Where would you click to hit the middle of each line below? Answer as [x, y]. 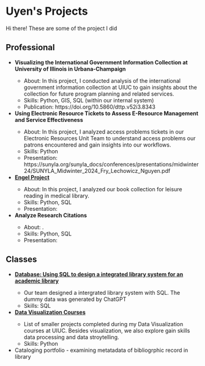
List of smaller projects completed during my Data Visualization [103, 324]
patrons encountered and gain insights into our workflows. [97, 145]
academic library [37, 281]
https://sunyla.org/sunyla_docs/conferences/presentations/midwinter [111, 164]
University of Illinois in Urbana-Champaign [70, 69]
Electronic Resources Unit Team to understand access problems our [110, 138]
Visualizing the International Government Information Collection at [101, 62]
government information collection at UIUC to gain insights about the [110, 87]
